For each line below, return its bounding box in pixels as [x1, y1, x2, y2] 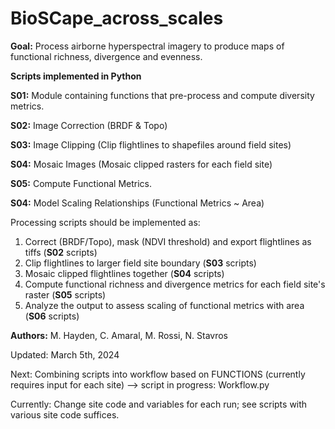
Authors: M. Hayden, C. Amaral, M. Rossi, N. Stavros [10, 329, 228, 341]
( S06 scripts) [24, 310, 80, 322]
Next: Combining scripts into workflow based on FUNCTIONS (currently [10, 368, 306, 380]
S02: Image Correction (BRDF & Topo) [10, 119, 168, 131]
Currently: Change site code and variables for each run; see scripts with [10, 398, 308, 410]
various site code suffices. [10, 408, 120, 421]
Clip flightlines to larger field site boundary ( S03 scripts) [24, 257, 257, 269]
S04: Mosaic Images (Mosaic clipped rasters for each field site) [10, 158, 273, 170]
